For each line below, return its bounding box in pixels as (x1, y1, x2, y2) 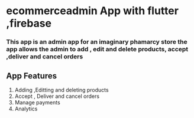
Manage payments (14, 99, 60, 106)
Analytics (14, 105, 38, 112)
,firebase (6, 17, 52, 30)
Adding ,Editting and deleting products (14, 86, 109, 93)
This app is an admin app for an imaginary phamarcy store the (6, 38, 187, 46)
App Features (6, 71, 57, 81)
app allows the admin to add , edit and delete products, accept (6, 45, 189, 54)
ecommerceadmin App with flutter (6, 4, 179, 18)
